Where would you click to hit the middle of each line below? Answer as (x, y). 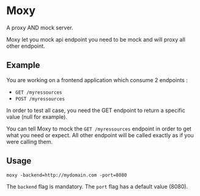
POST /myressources (40, 99)
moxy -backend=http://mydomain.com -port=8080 (67, 175)
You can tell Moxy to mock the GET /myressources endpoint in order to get (99, 129)
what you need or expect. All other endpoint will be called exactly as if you (100, 135)
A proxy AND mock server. (40, 28)
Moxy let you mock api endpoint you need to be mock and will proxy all (96, 39)
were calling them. (30, 141)
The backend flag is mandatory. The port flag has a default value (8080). (97, 186)
